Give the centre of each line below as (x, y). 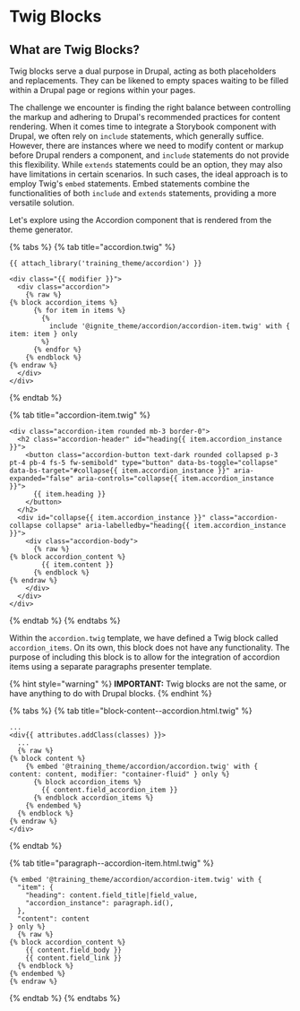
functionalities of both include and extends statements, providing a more (143, 193)
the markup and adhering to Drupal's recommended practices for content (145, 117)
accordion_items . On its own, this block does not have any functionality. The (150, 648)
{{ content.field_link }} (74, 958)
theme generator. (41, 229)
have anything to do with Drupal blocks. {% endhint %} (111, 693)
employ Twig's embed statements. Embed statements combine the (130, 184)
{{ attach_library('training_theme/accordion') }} (106, 264)
